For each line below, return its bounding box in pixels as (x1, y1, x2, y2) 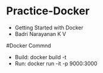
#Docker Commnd (6, 42, 52, 49)
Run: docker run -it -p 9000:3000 (14, 60, 98, 67)
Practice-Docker (6, 4, 90, 18)
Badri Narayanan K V (14, 30, 67, 37)
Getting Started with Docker (14, 24, 83, 31)
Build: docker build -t (14, 53, 67, 60)
